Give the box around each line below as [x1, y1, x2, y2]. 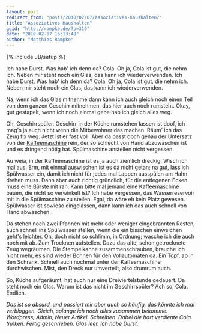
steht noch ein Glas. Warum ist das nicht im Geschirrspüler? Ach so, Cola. [6, 283, 188, 290]
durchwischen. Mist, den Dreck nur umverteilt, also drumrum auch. [6, 265, 172, 272]
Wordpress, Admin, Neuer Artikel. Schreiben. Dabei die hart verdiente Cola [6, 314, 191, 320]
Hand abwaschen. [6, 209, 51, 215]
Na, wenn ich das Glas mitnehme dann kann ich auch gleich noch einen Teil [6, 96, 193, 103]
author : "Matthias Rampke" [6, 37, 74, 43]
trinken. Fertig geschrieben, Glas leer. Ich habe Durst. [6, 320, 139, 327]
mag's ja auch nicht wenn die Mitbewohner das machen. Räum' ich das [6, 127, 182, 133]
